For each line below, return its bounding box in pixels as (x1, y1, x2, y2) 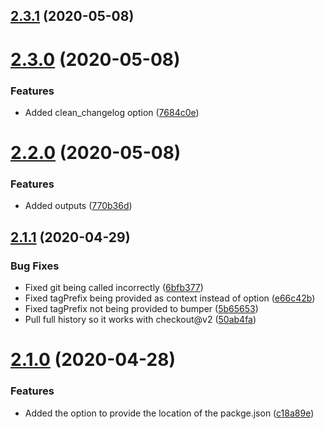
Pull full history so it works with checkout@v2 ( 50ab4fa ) (24, 314, 257, 326)
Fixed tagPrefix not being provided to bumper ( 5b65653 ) (24, 303, 259, 315)
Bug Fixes (10, 259, 60, 273)
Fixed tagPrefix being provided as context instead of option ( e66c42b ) (24, 292, 316, 304)
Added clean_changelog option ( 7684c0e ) (24, 106, 200, 118)
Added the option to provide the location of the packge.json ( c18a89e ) (24, 407, 315, 419)
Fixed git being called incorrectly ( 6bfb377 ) (24, 282, 204, 294)
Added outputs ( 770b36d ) (24, 200, 133, 212)
